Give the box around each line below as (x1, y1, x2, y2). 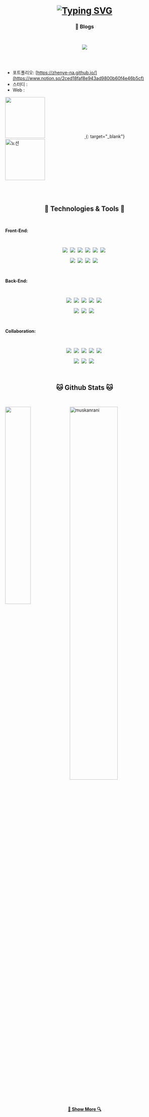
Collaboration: (5, 328, 36, 334)
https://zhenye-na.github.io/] (37, 70, 97, 76)
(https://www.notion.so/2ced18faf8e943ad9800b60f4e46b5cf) (12, 75, 144, 81)
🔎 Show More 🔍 (67, 1106, 102, 1112)
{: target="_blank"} (85, 133, 125, 140)
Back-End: (5, 278, 28, 284)
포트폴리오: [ (12, 70, 38, 76)
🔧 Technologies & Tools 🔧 (44, 204, 125, 213)
